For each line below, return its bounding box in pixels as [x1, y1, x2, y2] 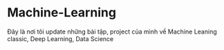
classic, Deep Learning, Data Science [7, 34, 114, 42]
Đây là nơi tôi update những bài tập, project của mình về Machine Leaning [7, 27, 217, 36]
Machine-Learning [7, 5, 116, 21]
